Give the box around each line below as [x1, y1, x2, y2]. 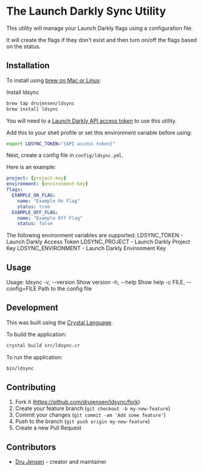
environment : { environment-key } [6, 181, 88, 187]
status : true [17, 203, 50, 210]
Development [6, 303, 59, 313]
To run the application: [6, 353, 63, 361]
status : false [17, 221, 53, 227]
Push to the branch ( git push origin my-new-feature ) [15, 418, 150, 425]
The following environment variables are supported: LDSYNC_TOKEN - [6, 232, 184, 239]
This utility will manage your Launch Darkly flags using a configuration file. [6, 24, 193, 32]
